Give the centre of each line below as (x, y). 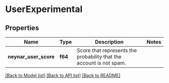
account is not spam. (101, 63)
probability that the (99, 57)
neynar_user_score (31, 57)
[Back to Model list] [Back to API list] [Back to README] (63, 75)
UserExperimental (44, 9)
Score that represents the (107, 50)
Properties (22, 28)
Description (109, 42)
